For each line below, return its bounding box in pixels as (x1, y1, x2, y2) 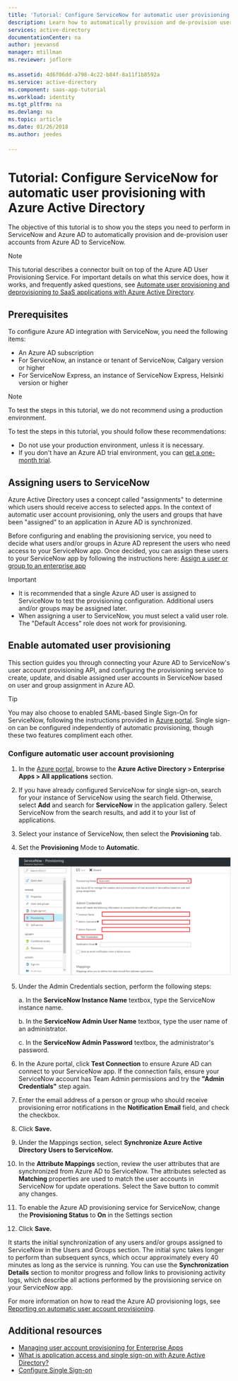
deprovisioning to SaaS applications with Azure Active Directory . (8, 288, 196, 296)
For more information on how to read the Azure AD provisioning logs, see (8, 1297, 221, 1305)
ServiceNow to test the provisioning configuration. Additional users (18, 596, 214, 605)
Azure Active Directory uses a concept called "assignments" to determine (8, 495, 223, 504)
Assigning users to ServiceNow (8, 476, 150, 488)
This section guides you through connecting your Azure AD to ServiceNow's (8, 658, 230, 666)
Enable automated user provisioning (8, 640, 171, 652)
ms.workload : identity (8, 93, 75, 100)
